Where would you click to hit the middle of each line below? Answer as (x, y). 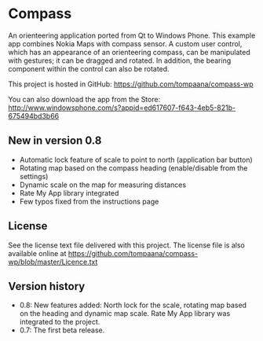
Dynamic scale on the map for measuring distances (103, 185)
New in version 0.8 (55, 141)
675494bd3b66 (34, 115)
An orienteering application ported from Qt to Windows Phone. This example (132, 35)
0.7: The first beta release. (62, 330)
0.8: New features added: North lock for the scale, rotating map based (133, 305)
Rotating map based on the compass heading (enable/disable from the (133, 168)
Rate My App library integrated (69, 192)
